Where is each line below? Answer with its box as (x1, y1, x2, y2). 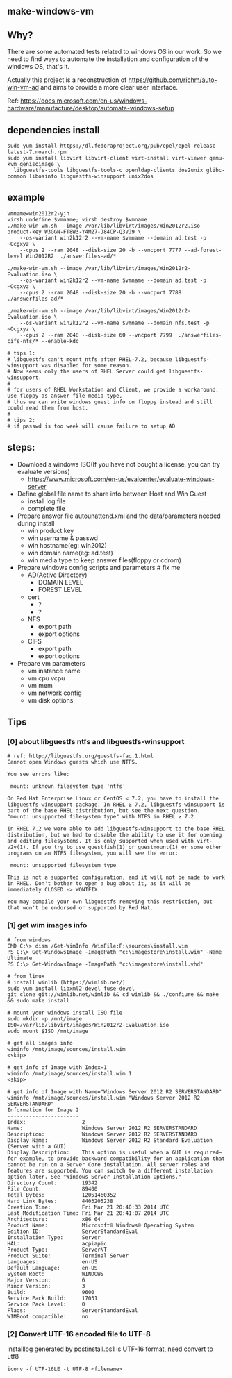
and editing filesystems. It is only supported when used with (7, 838, 194, 845)
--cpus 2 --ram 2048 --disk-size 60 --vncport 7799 (19, 331, 172, 339)
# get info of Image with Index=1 (7, 1064, 108, 1071)
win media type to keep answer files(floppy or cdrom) (27, 555, 182, 564)
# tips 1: (7, 350, 36, 357)
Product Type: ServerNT (7, 1246, 108, 1253)
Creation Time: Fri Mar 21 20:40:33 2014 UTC (7, 1204, 169, 1211)
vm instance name (27, 666, 81, 675)
